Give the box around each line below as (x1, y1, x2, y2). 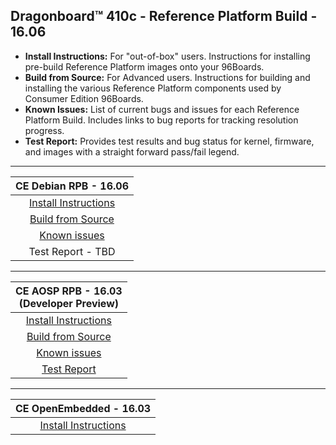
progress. (24, 124, 65, 136)
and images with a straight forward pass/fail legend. (24, 145, 240, 158)
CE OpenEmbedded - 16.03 (15, 401, 152, 415)
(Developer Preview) (18, 296, 119, 310)
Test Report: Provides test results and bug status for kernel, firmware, (24, 135, 315, 147)
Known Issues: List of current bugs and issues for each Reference (24, 103, 300, 115)
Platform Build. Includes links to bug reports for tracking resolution (24, 114, 299, 126)
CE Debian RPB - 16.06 (15, 179, 129, 193)
